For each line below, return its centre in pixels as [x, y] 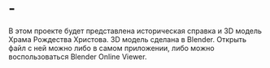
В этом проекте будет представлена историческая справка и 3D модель [135, 31]
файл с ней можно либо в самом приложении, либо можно [111, 48]
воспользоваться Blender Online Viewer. [78, 57]
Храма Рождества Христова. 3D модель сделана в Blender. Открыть [127, 39]
